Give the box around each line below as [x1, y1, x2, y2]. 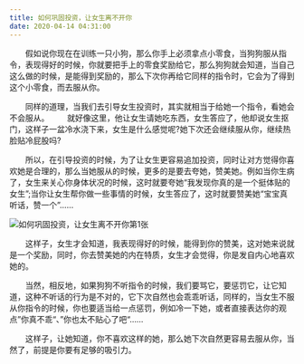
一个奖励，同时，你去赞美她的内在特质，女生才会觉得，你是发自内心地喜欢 [16, 249, 295, 260]
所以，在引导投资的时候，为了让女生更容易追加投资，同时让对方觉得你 [24, 154, 287, 165]
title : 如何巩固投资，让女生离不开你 [9, 13, 133, 23]
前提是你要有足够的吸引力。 [33, 344, 137, 355]
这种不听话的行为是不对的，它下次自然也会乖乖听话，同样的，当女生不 [24, 291, 287, 302]
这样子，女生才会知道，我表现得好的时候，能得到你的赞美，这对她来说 [24, 237, 287, 249]
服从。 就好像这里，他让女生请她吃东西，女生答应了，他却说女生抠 [24, 112, 290, 123]
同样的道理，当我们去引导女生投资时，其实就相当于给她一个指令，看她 [24, 101, 287, 111]
